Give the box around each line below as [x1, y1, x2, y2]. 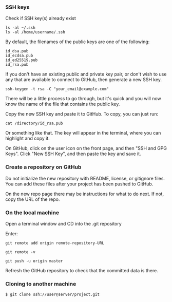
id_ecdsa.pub [5, 53, 33, 59]
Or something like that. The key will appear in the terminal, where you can [5, 130, 161, 136]
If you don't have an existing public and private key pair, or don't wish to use [5, 71, 167, 78]
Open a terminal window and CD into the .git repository [5, 220, 122, 226]
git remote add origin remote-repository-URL [5, 240, 104, 246]
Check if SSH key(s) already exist [5, 15, 76, 22]
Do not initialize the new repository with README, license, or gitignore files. [5, 175, 165, 181]
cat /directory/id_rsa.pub [5, 121, 63, 126]
